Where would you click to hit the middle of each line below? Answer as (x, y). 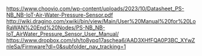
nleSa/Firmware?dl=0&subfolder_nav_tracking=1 (66, 46)
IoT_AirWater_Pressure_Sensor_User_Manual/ (63, 34)
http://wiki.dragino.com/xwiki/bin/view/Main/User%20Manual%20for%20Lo (101, 21)
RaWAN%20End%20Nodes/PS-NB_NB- (56, 27)
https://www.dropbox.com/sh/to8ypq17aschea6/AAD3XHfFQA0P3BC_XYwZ (101, 40)
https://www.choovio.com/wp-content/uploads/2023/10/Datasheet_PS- (95, 9)
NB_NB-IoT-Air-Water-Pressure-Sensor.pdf (60, 15)
